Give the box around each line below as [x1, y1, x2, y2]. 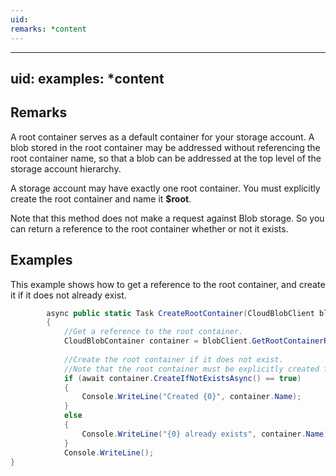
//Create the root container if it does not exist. [63, 354, 284, 365]
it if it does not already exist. [10, 289, 127, 301]
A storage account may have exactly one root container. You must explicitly [10, 182, 321, 194]
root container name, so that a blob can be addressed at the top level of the [10, 152, 322, 164]
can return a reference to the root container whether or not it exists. [10, 222, 289, 235]
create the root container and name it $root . [10, 192, 192, 205]
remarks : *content [10, 24, 87, 34]
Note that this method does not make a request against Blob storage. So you [10, 212, 325, 224]
